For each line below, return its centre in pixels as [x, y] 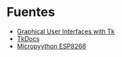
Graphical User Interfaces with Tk [66, 31]
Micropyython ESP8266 [51, 46]
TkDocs [28, 38]
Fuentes [31, 12]
